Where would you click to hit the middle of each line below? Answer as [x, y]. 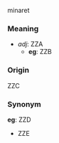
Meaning [23, 28]
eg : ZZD [19, 120]
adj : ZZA [30, 44]
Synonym [24, 104]
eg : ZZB [40, 52]
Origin [18, 70]
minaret [18, 10]
